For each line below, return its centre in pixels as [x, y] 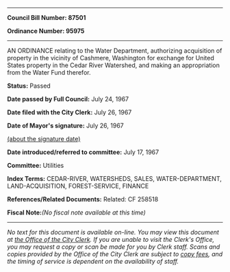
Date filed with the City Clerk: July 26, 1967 [69, 112]
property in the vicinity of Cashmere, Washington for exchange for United [111, 58]
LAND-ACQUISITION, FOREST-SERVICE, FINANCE [78, 186]
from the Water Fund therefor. [49, 72]
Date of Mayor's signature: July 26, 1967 [66, 125]
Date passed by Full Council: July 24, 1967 [68, 99]
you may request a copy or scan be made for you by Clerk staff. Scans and [114, 247]
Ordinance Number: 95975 [46, 31]
